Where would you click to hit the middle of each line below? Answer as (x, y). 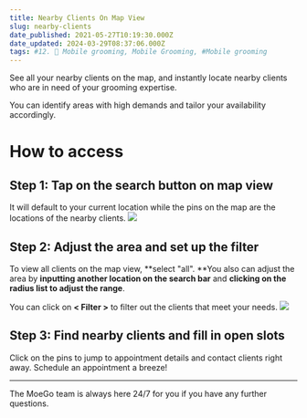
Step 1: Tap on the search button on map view (142, 185)
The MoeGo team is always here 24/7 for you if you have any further (138, 393)
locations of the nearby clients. (68, 218)
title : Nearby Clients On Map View (77, 18)
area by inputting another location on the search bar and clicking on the (148, 278)
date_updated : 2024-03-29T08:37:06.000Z (88, 43)
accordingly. (33, 115)
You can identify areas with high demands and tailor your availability (138, 105)
